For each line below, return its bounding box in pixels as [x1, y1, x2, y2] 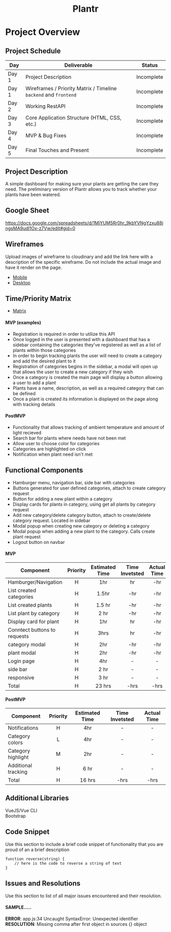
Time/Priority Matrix [5, 294, 71, 303]
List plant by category [8, 610, 60, 617]
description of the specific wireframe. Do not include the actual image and [5, 259, 161, 265]
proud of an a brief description [5, 846, 70, 853]
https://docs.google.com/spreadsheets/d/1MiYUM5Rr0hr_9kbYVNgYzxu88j [5, 220, 164, 226]
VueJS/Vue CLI [5, 807, 38, 813]
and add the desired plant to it [12, 358, 76, 364]
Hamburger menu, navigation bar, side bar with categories [12, 479, 135, 485]
